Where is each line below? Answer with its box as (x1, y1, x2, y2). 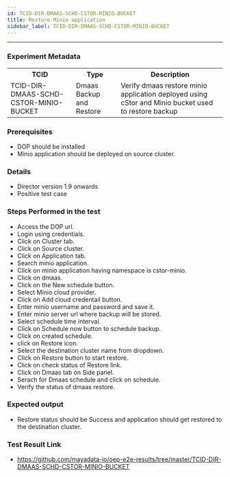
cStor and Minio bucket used (120, 97, 214, 107)
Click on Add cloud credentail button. (16, 295, 123, 304)
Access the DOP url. (16, 222, 75, 230)
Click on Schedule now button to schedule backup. (16, 324, 162, 332)
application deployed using (120, 89, 207, 99)
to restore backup (120, 106, 178, 116)
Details (7, 167, 31, 176)
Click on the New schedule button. (16, 280, 115, 289)
